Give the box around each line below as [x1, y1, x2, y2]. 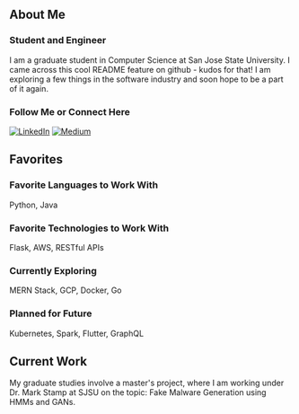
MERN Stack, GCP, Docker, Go [9, 285, 122, 295]
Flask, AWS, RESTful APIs [9, 242, 105, 252]
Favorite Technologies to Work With [9, 222, 169, 234]
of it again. [9, 83, 49, 93]
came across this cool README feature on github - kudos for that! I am [9, 64, 271, 75]
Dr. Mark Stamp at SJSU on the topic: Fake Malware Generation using [9, 387, 267, 398]
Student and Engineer [9, 34, 107, 47]
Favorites [9, 152, 63, 167]
